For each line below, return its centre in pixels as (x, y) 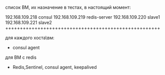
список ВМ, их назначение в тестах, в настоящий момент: (68, 7)
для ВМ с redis (21, 57)
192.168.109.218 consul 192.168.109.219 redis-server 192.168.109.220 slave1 (83, 17)
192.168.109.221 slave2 (29, 23)
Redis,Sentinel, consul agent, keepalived (54, 67)
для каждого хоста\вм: (30, 38)
